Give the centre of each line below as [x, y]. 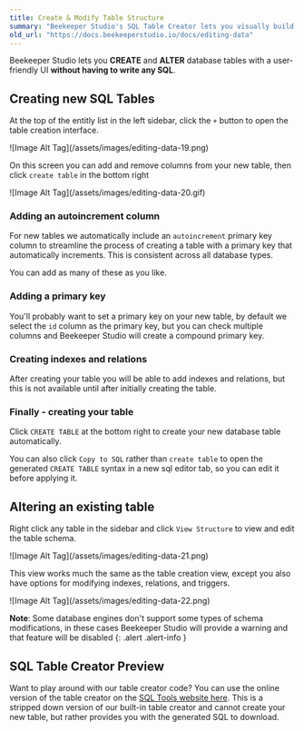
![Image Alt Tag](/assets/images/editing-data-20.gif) [108, 193]
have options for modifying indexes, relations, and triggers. [120, 583]
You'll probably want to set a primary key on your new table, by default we [148, 316]
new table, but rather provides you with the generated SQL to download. [144, 717]
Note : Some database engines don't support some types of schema [137, 618]
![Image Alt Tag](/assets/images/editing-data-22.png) [110, 601]
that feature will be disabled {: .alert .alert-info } [98, 637]
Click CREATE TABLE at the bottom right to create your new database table [145, 431]
